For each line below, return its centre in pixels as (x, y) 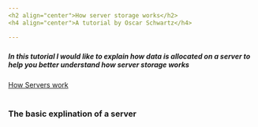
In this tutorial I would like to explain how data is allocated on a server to (129, 57)
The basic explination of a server (72, 114)
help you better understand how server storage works (99, 65)
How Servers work (38, 84)
